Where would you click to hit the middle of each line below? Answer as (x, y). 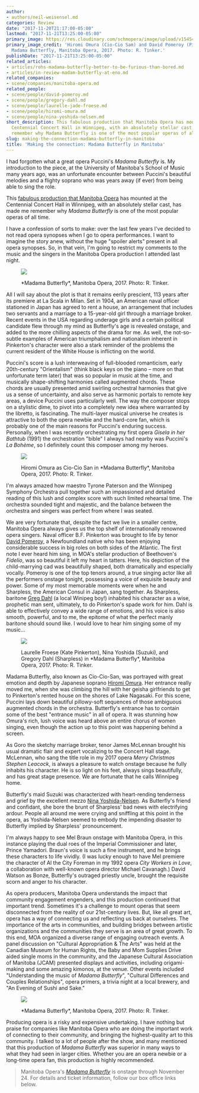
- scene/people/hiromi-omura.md (46, 111)
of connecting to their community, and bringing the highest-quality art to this (99, 1035)
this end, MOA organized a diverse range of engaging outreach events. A (95, 937)
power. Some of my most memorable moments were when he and (86, 585)
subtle (14, 338)
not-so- (182, 332)
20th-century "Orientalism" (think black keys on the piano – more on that (95, 369)
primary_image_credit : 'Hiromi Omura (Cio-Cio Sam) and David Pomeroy (95, 45)
